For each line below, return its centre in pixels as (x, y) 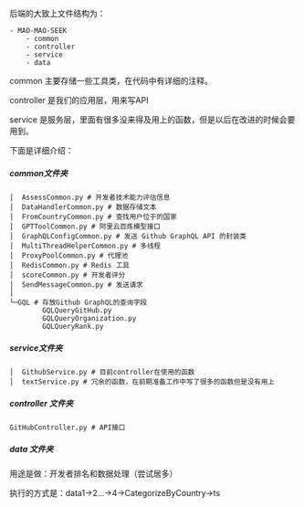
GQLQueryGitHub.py (77, 310)
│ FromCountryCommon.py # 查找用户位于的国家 (94, 217)
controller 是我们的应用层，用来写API (79, 100)
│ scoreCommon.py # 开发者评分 (68, 275)
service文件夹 (36, 348)
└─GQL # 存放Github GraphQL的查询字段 (79, 302)
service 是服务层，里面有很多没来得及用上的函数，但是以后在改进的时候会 (148, 120)
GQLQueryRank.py (73, 326)
